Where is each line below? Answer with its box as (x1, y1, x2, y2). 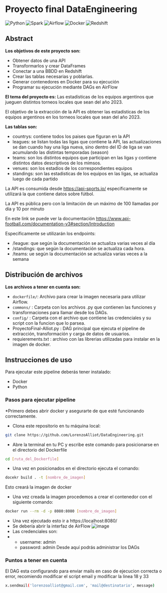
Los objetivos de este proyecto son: (5, 47, 81, 53)
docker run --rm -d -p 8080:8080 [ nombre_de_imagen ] (5, 509, 117, 514)
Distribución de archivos (5, 271, 83, 279)
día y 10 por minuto (5, 206, 45, 212)
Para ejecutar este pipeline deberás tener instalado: (5, 369, 111, 375)
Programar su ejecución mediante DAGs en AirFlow (12, 84, 118, 90)
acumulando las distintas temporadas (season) (12, 149, 109, 155)
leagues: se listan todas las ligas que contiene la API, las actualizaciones (12, 138, 162, 144)
